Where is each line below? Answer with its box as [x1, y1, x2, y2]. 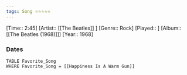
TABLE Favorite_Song [6, 58, 57, 64]
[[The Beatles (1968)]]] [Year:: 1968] [6, 30, 94, 38]
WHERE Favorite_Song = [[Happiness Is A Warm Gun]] [6, 63, 135, 69]
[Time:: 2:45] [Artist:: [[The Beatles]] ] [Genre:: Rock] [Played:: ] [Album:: [6, 24, 182, 31]
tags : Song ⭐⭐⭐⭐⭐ [6, 8, 51, 15]
